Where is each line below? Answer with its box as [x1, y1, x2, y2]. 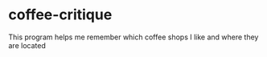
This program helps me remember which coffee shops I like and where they [8, 32, 259, 42]
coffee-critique [8, 6, 113, 24]
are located [8, 40, 46, 50]
